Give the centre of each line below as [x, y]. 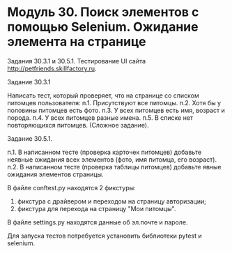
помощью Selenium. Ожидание [103, 27]
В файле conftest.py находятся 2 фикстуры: [71, 187]
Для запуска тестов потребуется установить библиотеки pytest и [105, 236]
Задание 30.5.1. [30, 138]
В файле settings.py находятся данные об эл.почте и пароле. [98, 222]
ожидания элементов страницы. [55, 174]
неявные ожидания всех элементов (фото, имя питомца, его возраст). [112, 159]
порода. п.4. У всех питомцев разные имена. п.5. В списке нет [100, 117]
